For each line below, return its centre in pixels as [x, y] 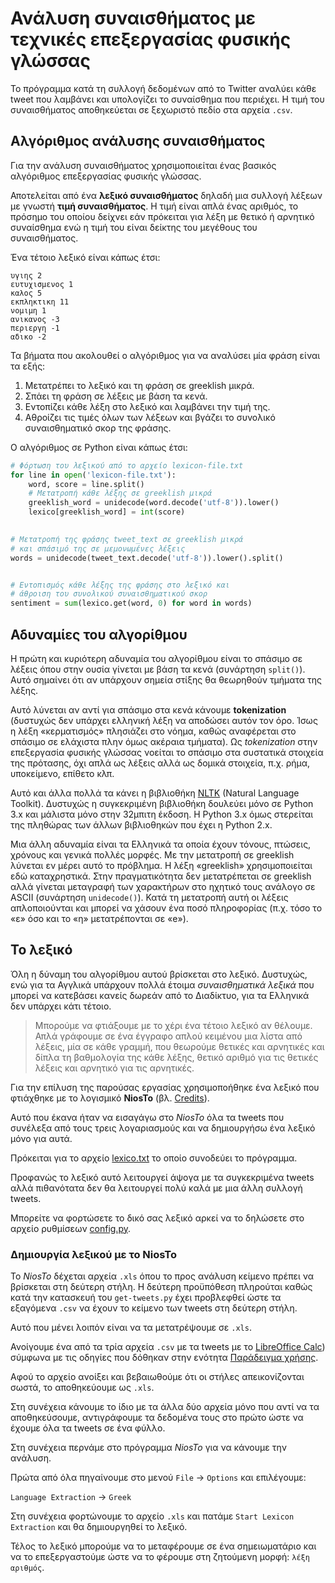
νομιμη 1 [28, 310]
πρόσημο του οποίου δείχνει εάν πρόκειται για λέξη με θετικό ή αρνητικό [162, 216]
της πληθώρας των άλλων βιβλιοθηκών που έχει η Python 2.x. [141, 824]
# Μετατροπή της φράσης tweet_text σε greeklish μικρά [127, 539]
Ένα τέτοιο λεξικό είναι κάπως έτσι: [85, 257]
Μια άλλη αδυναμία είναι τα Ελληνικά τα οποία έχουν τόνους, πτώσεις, [161, 844]
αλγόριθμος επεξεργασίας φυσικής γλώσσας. [106, 176]
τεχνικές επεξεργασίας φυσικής [151, 39]
